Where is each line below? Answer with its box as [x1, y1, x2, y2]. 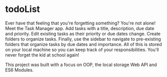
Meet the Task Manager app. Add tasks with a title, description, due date [5, 25, 155, 31]
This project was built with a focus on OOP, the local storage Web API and [5, 61, 157, 67]
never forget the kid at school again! [5, 51, 80, 58]
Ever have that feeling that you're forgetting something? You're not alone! [5, 20, 156, 26]
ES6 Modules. [5, 66, 34, 73]
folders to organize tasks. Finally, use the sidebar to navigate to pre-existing [5, 36, 161, 42]
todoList [5, 3, 40, 15]
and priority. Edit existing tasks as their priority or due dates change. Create [5, 30, 161, 36]
